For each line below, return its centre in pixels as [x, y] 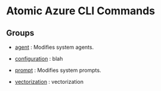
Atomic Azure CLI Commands [80, 11]
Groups [20, 33]
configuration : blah [39, 59]
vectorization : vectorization [49, 82]
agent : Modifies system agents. [54, 47]
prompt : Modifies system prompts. [58, 70]
